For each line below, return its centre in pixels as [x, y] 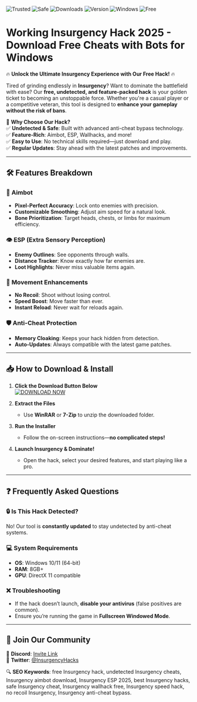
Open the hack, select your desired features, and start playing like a [105, 460]
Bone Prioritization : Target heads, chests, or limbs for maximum [92, 218]
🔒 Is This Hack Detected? [42, 511]
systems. [17, 533]
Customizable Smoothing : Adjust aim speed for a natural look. [91, 212]
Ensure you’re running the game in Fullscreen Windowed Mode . [92, 616]
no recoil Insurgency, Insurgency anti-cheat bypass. [69, 693]
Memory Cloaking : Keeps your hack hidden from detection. [87, 338]
